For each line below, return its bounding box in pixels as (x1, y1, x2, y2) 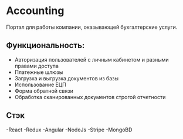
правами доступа (14, 62, 59, 69)
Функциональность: (6, 40, 85, 50)
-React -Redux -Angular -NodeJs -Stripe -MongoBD (6, 126, 133, 133)
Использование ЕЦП (14, 81, 66, 88)
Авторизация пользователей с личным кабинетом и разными (14, 56, 169, 63)
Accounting (6, 4, 65, 18)
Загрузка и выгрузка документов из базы (14, 74, 119, 82)
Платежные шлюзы (14, 69, 63, 76)
